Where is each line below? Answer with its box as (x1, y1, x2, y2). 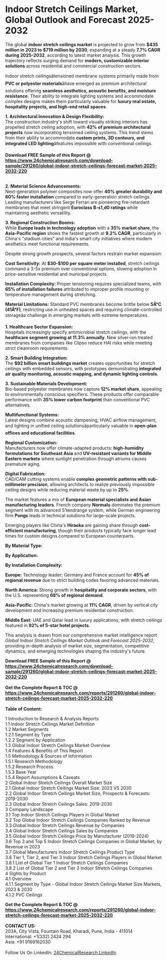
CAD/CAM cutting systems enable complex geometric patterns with (5, 476, 147, 482)
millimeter (5, 481, 27, 487)
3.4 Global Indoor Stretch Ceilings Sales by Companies (5, 827, 118, 833)
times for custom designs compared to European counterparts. (5, 532, 135, 539)
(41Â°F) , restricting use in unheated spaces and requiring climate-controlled (5, 306, 162, 312)
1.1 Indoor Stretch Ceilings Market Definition (5, 721, 95, 727)
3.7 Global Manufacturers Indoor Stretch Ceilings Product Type (5, 849, 135, 855)
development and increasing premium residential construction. (5, 607, 134, 613)
